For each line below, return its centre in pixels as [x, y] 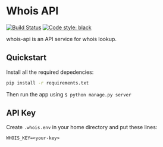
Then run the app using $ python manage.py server [69, 94]
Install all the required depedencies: [50, 72]
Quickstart [26, 58]
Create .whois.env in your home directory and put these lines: [82, 127]
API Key [21, 113]
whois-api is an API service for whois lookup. [62, 39]
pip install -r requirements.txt [48, 83]
